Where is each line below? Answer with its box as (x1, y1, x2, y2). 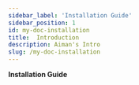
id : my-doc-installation (8, 26, 90, 34)
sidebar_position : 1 (8, 19, 77, 27)
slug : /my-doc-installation (8, 48, 101, 56)
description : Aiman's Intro (8, 41, 101, 49)
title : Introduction (8, 33, 80, 42)
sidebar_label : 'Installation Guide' (8, 11, 133, 20)
